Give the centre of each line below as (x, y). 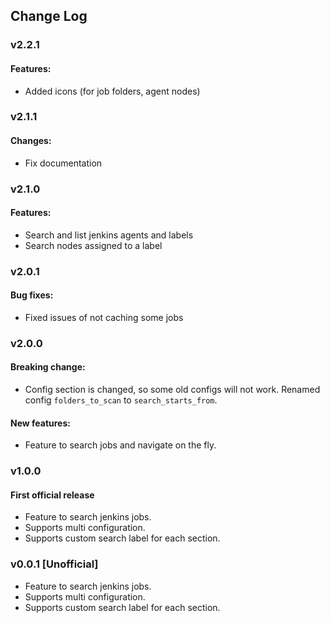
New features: (40, 423)
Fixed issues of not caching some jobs (104, 317)
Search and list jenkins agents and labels (109, 235)
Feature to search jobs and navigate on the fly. (120, 445)
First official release (52, 495)
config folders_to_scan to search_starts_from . (121, 400)
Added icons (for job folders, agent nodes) (112, 91)
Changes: (31, 141)
